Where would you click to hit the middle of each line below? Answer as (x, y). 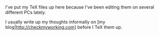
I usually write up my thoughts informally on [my (55, 22)
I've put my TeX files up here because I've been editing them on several (80, 7)
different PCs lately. (26, 12)
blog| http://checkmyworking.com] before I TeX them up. (64, 27)
